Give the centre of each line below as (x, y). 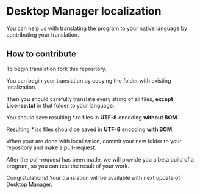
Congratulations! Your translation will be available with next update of (94, 177)
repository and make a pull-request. (51, 147)
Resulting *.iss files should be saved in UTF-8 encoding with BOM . (90, 129)
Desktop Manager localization (84, 11)
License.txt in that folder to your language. (60, 105)
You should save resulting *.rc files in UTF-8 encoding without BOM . (92, 117)
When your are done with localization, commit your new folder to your (94, 141)
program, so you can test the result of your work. (68, 166)
